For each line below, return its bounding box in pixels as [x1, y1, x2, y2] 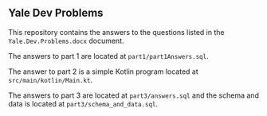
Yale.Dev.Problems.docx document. [8, 36, 124, 45]
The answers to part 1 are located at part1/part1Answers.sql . [8, 51, 209, 60]
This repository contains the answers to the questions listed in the [8, 27, 225, 37]
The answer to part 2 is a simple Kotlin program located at [8, 67, 199, 76]
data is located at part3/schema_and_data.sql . [8, 99, 158, 108]
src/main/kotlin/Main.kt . [8, 75, 93, 84]
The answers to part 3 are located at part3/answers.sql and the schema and [8, 91, 259, 100]
